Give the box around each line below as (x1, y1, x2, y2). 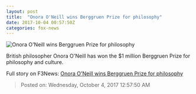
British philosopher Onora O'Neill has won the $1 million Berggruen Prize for (6, 52, 191, 59)
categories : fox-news (6, 25, 60, 31)
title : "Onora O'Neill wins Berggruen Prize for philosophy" (6, 14, 162, 20)
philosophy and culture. (6, 59, 64, 66)
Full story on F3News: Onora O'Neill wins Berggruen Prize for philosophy (6, 70, 184, 77)
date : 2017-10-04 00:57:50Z (6, 19, 76, 25)
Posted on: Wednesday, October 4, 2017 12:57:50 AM (20, 82, 151, 89)
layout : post (6, 8, 38, 15)
